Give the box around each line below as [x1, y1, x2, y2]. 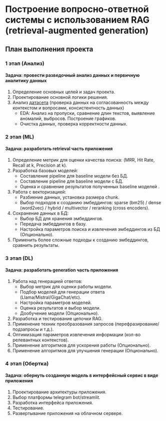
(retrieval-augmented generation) [5, 25, 149, 36]
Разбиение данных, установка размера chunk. [19, 194, 119, 200]
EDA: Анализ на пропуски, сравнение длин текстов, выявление [19, 110, 155, 116]
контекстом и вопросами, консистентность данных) [12, 104, 124, 111]
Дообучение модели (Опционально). [19, 310, 99, 316]
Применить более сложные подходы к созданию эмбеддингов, [12, 237, 149, 243]
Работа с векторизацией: [12, 189, 66, 195]
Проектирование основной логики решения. [12, 94, 108, 100]
